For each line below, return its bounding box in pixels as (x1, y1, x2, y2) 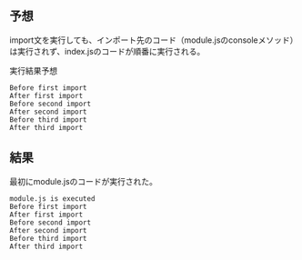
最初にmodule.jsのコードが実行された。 (9, 175, 157, 186)
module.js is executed (9, 194, 96, 203)
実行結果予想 (9, 65, 57, 75)
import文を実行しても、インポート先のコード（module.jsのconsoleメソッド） (9, 35, 295, 45)
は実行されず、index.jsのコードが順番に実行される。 (9, 45, 206, 56)
